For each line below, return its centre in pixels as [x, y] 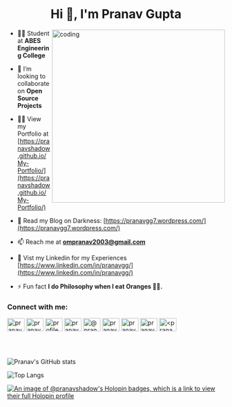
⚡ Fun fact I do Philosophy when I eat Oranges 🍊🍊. [90, 286]
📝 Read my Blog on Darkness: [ [61, 220]
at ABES [29, 40]
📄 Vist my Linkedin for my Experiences [72, 257]
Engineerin [33, 48]
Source [28, 98]
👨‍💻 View [29, 119]
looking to [31, 76]
